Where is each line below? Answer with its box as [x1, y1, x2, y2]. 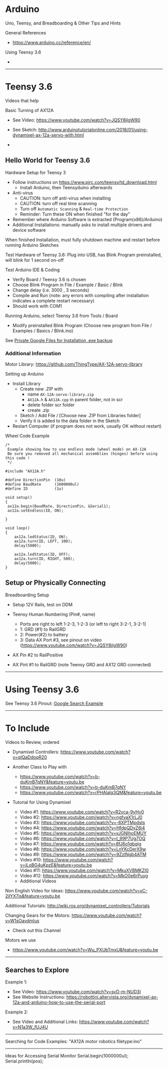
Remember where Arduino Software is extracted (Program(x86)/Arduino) [12, 216, 162, 222]
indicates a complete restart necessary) [12, 298, 95, 304]
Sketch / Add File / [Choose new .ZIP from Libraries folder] [19, 412, 141, 418]
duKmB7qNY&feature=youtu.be [19, 779, 84, 785]
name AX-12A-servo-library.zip [27, 391, 94, 397]
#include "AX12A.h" [5, 469, 46, 474]
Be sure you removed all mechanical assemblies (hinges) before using [7, 451, 157, 456]
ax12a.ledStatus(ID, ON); [14, 534, 68, 539]
